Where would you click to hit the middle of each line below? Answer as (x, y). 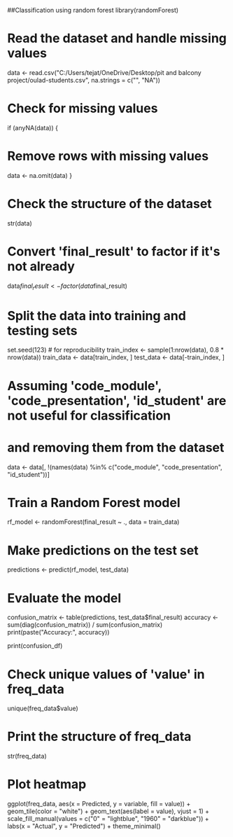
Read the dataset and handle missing (117, 39)
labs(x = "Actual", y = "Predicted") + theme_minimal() (84, 826)
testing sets (43, 330)
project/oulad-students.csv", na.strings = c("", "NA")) (84, 80)
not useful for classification (89, 415)
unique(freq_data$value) (43, 708)
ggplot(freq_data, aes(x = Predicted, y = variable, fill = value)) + (99, 804)
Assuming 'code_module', (85, 386)
